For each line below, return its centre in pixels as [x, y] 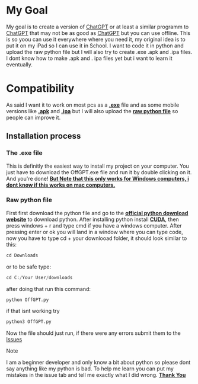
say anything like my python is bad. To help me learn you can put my [90, 369]
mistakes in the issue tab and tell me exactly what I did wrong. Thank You [96, 375]
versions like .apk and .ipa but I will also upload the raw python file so [92, 111]
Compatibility [40, 89]
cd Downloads [22, 255]
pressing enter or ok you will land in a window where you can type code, [95, 232]
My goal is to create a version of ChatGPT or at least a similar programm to [98, 27]
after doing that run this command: [48, 289]
